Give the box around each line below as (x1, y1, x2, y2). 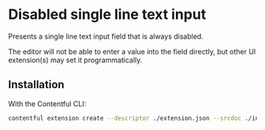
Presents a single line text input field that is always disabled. (8, 32, 203, 41)
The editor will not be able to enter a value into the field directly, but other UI (8, 46, 256, 56)
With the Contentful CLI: (8, 98, 87, 108)
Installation (8, 78, 65, 91)
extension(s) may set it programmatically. (8, 55, 143, 65)
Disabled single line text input (8, 6, 207, 24)
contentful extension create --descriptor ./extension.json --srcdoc (8, 114, 242, 122)
